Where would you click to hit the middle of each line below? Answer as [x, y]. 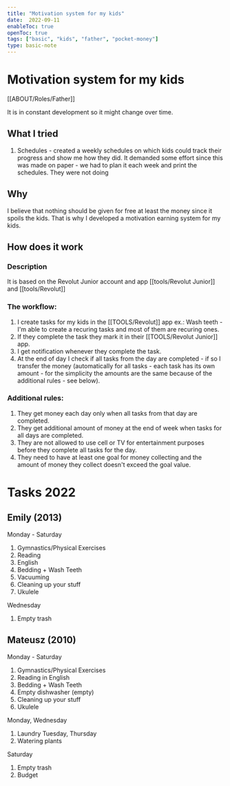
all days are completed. [50, 435]
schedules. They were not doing [63, 172]
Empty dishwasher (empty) [55, 692]
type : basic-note [32, 46]
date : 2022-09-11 [33, 20]
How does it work [45, 246]
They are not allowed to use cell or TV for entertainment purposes [111, 443]
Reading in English [43, 677]
